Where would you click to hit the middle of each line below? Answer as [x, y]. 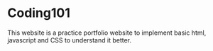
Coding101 [39, 13]
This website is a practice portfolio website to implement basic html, [107, 33]
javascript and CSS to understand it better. [70, 40]
